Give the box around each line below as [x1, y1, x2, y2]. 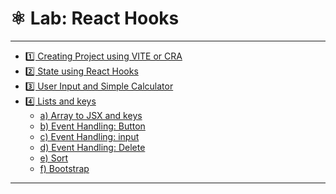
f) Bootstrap [39, 162, 90, 174]
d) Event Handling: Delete [39, 141, 146, 153]
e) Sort [39, 152, 69, 164]
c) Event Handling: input [39, 130, 140, 142]
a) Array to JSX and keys [39, 109, 143, 121]
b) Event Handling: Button [39, 120, 146, 132]
